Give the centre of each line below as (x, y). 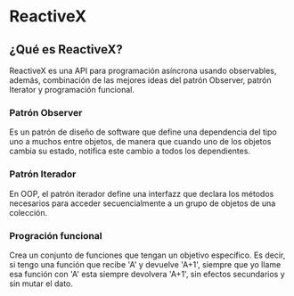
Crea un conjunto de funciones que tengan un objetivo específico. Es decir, (147, 255)
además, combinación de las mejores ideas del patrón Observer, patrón (140, 80)
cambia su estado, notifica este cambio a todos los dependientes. (130, 151)
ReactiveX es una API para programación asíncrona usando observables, (143, 70)
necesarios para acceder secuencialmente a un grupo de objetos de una (143, 203)
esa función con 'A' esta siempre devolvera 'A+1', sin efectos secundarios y (147, 274)
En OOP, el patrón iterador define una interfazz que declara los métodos (142, 193)
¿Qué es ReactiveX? (66, 49)
